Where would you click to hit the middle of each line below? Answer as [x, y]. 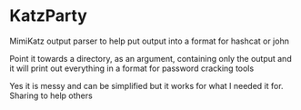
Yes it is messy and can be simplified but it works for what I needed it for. [146, 85]
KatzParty [49, 16]
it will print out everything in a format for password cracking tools [132, 68]
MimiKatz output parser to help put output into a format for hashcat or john [149, 41]
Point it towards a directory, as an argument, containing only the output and [151, 58]
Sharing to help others [51, 95]
